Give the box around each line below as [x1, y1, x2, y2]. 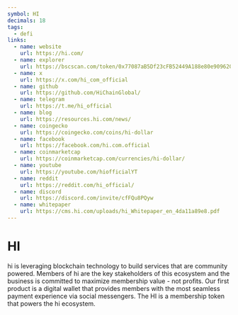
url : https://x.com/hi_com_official [20, 76, 129, 84]
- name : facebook [13, 135, 65, 142]
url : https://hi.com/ [20, 50, 84, 57]
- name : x [13, 69, 42, 76]
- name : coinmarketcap [13, 149, 81, 156]
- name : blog [13, 109, 52, 116]
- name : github [13, 83, 59, 90]
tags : [7, 23, 23, 30]
